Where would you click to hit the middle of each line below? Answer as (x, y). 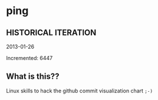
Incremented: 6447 (29, 58)
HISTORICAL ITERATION (51, 33)
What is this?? (33, 77)
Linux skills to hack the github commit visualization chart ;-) (80, 91)
